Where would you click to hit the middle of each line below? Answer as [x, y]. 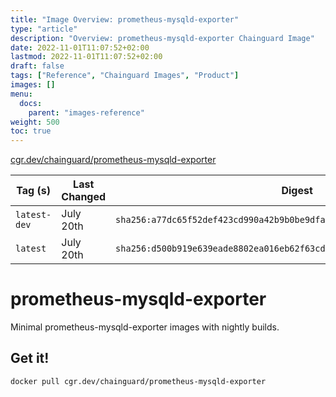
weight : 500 [35, 122]
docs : [31, 103]
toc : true [31, 131]
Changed [84, 197]
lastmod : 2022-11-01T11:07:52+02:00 [86, 57]
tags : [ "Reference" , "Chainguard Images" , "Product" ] [125, 76]
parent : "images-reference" [86, 112]
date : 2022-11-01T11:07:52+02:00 [80, 47]
